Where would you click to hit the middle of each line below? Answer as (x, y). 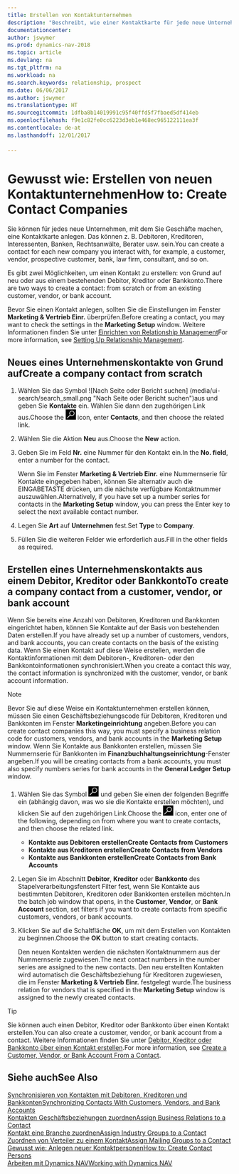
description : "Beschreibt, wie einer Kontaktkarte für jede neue (106, 22)
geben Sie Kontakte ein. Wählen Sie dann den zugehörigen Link (112, 406)
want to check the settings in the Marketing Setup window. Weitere (106, 325)
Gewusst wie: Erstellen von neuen (110, 179)
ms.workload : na (31, 75)
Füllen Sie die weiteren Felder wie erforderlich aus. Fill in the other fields (122, 540)
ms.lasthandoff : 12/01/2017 (49, 135)
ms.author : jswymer (36, 98)
